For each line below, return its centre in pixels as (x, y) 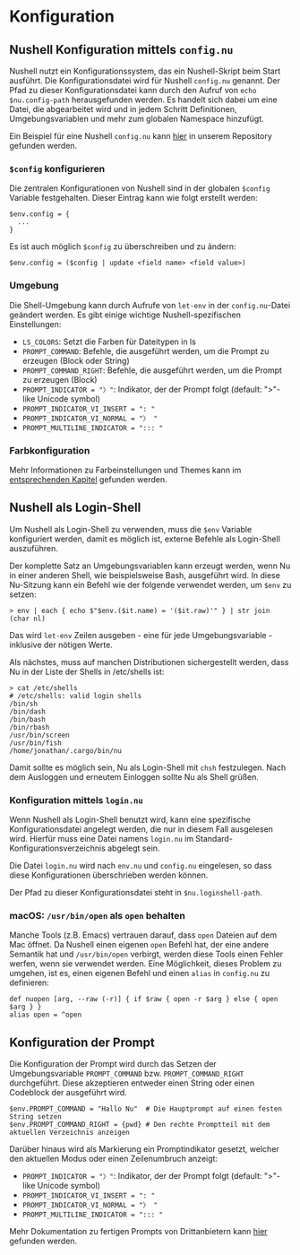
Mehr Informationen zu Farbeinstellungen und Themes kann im (125, 470)
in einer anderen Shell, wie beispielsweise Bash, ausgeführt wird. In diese (145, 575)
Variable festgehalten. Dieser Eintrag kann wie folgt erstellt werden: (133, 198)
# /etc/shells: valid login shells (76, 696)
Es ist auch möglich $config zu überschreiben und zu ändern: (123, 247)
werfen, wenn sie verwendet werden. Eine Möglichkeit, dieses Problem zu (146, 964)
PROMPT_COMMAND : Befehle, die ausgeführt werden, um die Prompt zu (146, 351)
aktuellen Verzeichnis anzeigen (69, 1133)
